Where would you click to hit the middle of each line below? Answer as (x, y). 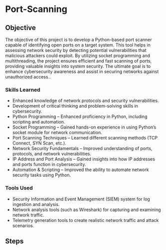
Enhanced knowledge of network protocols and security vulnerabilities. (85, 100)
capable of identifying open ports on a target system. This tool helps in (78, 45)
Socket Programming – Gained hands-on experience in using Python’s (84, 127)
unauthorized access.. (28, 77)
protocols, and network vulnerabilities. (52, 154)
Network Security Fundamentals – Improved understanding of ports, (82, 148)
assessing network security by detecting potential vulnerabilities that (76, 50)
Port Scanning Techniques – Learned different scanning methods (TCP (85, 138)
